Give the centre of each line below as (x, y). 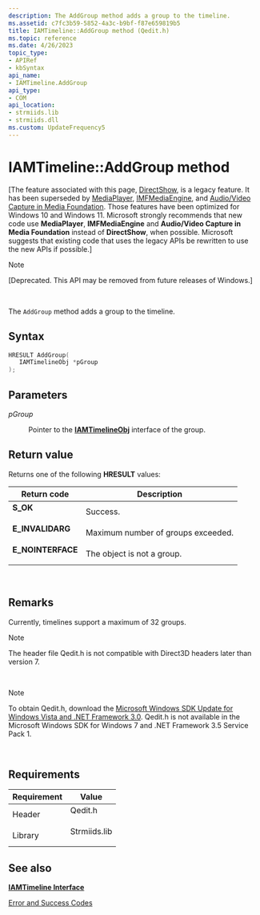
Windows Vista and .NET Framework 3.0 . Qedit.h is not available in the (124, 717)
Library (26, 836)
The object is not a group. (134, 553)
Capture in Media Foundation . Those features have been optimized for (124, 206)
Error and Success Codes (51, 903)
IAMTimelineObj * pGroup (58, 362)
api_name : (25, 75)
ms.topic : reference (43, 38)
